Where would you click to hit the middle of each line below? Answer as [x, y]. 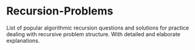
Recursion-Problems [60, 11]
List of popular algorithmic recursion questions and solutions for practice [98, 28]
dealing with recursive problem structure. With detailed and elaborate [94, 34]
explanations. [23, 40]
